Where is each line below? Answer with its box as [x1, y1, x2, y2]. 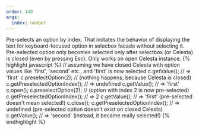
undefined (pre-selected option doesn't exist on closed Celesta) [6, 105, 163, 113]
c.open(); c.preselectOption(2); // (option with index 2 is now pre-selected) [6, 87, 189, 94]
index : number [11, 20, 46, 26]
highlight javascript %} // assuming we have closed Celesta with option [6, 61, 180, 68]
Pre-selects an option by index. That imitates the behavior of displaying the [6, 36, 190, 43]
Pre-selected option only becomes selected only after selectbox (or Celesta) [6, 49, 194, 56]
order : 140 [6, 8, 33, 15]
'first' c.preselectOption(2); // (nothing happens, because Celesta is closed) [6, 74, 192, 81]
